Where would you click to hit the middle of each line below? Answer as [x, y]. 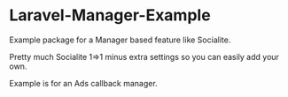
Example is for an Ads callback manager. [83, 83]
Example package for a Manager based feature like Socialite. [120, 40]
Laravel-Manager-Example [110, 15]
